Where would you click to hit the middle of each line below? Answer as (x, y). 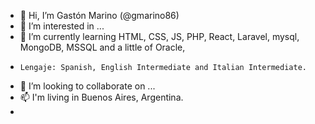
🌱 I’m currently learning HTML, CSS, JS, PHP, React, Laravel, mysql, (159, 36)
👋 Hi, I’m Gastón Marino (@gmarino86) (99, 15)
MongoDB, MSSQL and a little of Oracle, (102, 47)
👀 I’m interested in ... (62, 26)
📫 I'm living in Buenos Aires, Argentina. (101, 97)
